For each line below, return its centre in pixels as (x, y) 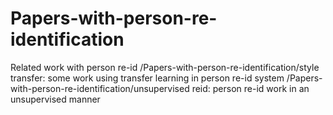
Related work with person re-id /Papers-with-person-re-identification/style (165, 67)
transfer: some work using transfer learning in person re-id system (147, 78)
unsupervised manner (55, 99)
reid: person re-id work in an (250, 88)
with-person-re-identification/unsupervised (100, 88)
